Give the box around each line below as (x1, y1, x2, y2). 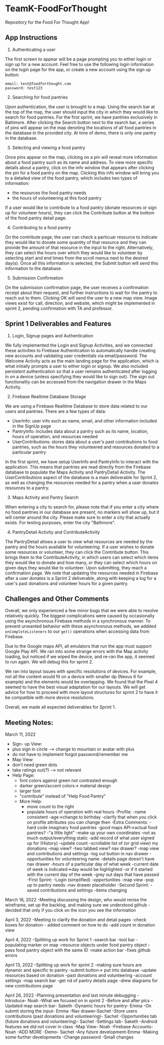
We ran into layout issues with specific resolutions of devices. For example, (5, 668, 157, 674)
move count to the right (26, 804, 74, 809)
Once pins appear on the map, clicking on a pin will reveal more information (5, 154, 158, 160)
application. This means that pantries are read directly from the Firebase (5, 464, 151, 470)
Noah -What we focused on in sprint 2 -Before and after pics (27, 998, 150, 1004)
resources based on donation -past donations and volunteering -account (5, 972, 152, 979)
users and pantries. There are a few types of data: (5, 408, 106, 414)
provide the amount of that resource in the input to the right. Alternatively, (5, 244, 154, 250)
